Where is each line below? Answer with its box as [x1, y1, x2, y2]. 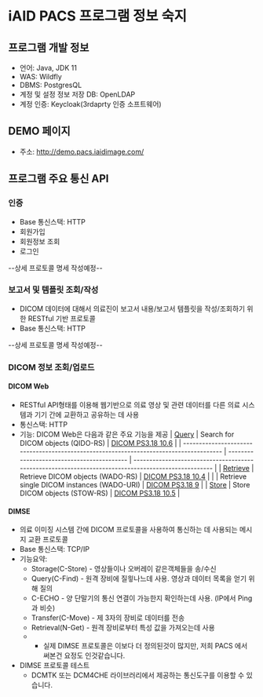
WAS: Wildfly [19, 72, 63, 81]
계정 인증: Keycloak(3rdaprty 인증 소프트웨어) [19, 100, 163, 108]
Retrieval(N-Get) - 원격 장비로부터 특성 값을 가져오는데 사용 [31, 623, 216, 633]
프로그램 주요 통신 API [8, 172, 109, 185]
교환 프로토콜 [27, 535, 68, 544]
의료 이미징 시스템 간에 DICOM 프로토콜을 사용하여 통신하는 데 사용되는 [19, 525, 238, 535]
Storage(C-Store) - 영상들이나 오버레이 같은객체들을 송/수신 [31, 564, 217, 574]
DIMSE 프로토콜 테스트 [19, 661, 90, 670]
